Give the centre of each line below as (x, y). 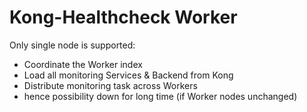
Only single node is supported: (72, 45)
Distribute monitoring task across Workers (110, 85)
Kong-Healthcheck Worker (123, 17)
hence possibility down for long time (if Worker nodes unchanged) (160, 96)
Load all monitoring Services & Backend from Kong (128, 75)
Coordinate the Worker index (83, 64)
